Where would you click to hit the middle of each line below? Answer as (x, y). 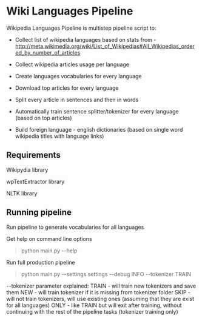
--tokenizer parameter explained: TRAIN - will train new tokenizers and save (101, 286)
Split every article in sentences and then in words (77, 100)
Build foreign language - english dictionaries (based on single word (99, 129)
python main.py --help (49, 251)
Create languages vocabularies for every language (78, 76)
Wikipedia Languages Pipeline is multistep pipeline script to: (81, 28)
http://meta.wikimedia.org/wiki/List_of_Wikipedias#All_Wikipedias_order (105, 46)
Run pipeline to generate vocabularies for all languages (75, 227)
